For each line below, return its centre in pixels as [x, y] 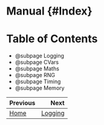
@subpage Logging [40, 56]
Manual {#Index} [49, 11]
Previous [22, 103]
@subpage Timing [38, 82]
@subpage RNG [35, 75]
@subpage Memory [40, 88]
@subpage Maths [37, 69]
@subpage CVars [37, 62]
